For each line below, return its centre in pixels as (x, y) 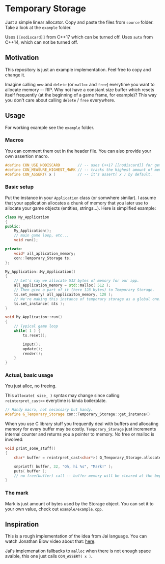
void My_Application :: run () (34, 317)
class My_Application (27, 217)
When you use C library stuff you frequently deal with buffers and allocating (82, 424)
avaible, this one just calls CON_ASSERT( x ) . (49, 556)
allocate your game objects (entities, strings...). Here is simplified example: (81, 208)
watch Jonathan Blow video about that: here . (50, 541)
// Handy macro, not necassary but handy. (49, 410)
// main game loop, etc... (41, 235)
